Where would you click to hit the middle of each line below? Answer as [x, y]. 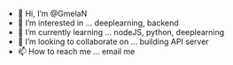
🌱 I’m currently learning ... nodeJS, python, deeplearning [121, 32]
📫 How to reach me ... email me [76, 51]
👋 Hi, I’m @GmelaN [52, 14]
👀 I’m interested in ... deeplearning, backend [98, 23]
